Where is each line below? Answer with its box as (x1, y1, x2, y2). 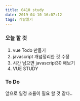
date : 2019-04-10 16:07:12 (5, 12, 62, 17)
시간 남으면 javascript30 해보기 (12, 59, 75, 66)
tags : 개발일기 (5, 17, 33, 22)
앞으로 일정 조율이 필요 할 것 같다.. (5, 90, 73, 96)
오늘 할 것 (5, 35, 27, 42)
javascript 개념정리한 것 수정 (12, 53, 70, 59)
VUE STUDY (12, 65, 38, 72)
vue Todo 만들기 (12, 47, 46, 53)
